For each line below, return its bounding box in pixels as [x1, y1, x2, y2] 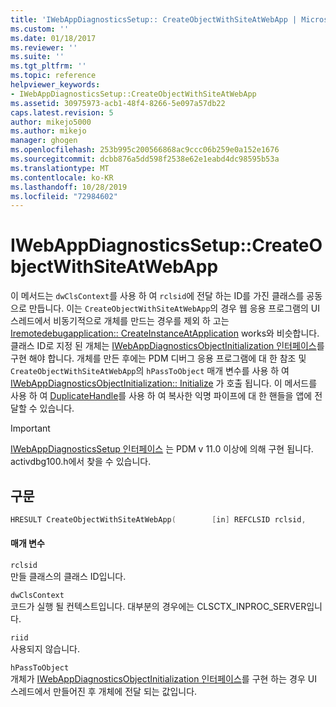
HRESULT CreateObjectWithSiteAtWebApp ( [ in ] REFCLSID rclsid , [10, 515, 307, 525]
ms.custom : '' [10, 24, 70, 34]
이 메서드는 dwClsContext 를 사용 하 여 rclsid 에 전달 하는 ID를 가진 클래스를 [10, 290, 305, 302]
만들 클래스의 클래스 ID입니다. [10, 571, 127, 583]
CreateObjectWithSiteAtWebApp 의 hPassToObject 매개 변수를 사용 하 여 [10, 365, 290, 377]
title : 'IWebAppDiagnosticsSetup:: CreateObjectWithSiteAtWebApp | [10, 14, 298, 25]
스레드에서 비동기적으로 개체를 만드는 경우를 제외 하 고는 [10, 315, 230, 327]
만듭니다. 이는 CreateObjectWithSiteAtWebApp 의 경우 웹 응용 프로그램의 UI [28, 302, 320, 315]
